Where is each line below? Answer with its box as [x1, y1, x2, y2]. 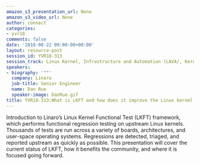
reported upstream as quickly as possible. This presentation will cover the [6, 139, 187, 146]
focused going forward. [6, 151, 64, 158]
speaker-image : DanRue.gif [11, 92, 79, 98]
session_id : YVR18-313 [6, 53, 62, 59]
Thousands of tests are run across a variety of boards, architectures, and [6, 126, 186, 133]
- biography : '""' [6, 70, 52, 76]
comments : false [6, 36, 46, 42]
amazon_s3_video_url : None [6, 14, 73, 20]
